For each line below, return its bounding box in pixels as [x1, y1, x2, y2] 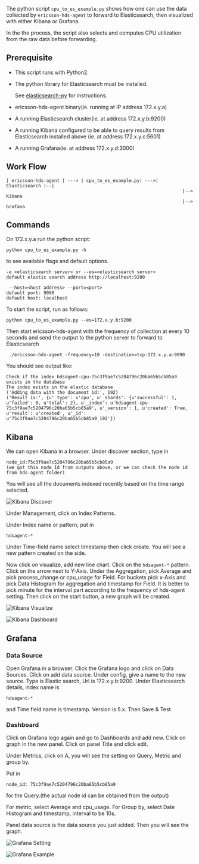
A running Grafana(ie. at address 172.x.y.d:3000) [14, 144, 135, 152]
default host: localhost [6, 295, 68, 301]
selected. [6, 486, 29, 494]
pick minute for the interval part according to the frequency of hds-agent [6, 587, 185, 594]
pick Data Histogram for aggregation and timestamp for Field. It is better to [6, 580, 189, 587]
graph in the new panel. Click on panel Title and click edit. [6, 740, 148, 748]
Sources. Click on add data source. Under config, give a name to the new [6, 671, 186, 678]
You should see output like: [6, 362, 73, 369]
